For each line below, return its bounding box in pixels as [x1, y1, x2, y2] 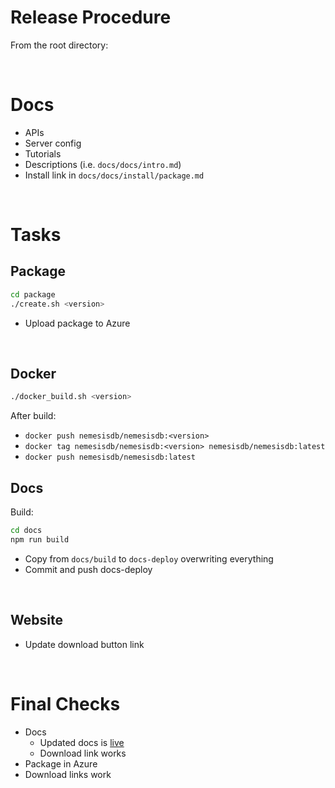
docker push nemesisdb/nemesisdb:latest [24, 452, 196, 463]
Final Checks [10, 692, 121, 715]
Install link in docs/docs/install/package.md [24, 169, 205, 181]
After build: [10, 410, 57, 422]
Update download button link [24, 638, 145, 650]
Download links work [24, 768, 112, 780]
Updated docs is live [39, 736, 125, 748]
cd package [10, 289, 56, 300]
